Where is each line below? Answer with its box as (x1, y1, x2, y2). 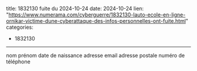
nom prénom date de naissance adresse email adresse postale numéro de (6, 52, 185, 59)
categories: (6, 23, 33, 31)
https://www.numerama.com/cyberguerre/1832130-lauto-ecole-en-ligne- (8, 11, 186, 18)
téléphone (6, 58, 30, 65)
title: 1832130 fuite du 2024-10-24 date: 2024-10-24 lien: (6, 5, 144, 12)
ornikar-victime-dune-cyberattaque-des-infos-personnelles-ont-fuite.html (6, 18, 186, 24)
